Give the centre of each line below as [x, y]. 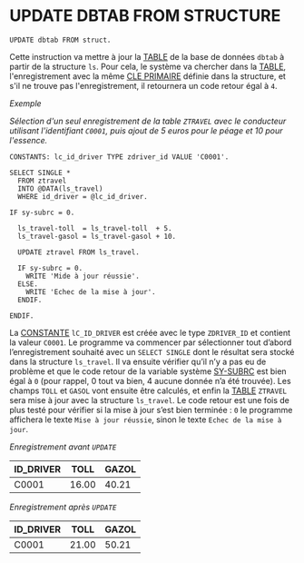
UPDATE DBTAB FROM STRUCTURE [145, 16]
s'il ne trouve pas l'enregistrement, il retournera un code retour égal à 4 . [144, 85]
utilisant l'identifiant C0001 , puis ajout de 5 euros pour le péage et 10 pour [146, 130]
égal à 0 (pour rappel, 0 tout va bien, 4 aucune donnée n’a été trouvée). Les [151, 380]
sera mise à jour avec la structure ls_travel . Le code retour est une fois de [150, 400]
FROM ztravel [42, 181]
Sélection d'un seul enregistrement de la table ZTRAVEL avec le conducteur [148, 121]
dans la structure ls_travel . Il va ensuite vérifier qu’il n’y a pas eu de [138, 361]
